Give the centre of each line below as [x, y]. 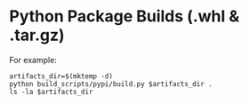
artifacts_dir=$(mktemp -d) [61, 76]
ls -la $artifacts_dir [51, 92]
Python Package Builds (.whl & [124, 16]
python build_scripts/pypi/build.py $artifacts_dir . [111, 84]
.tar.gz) [37, 35]
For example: [33, 60]
